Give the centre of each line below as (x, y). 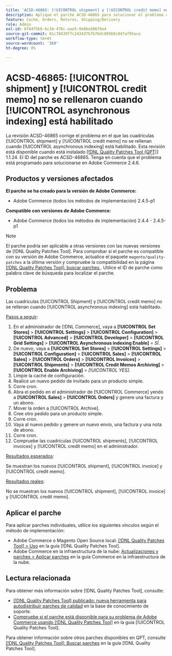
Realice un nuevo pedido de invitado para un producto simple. (78, 381)
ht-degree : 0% (21, 48)
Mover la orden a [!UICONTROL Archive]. (56, 408)
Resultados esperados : (30, 456)
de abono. (24, 430)
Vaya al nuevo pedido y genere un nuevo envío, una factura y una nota (88, 424)
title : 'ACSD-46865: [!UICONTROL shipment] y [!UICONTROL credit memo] (83, 10)
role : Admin (18, 24)
